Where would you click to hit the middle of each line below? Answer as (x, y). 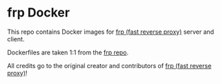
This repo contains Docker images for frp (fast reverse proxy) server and (110, 32)
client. (16, 39)
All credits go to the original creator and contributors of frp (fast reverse (109, 65)
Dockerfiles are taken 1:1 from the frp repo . (68, 52)
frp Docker (39, 13)
